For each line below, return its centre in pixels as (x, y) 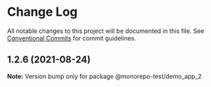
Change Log (42, 12)
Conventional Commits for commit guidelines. (71, 38)
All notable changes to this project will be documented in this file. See (106, 31)
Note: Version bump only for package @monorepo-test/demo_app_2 (104, 76)
